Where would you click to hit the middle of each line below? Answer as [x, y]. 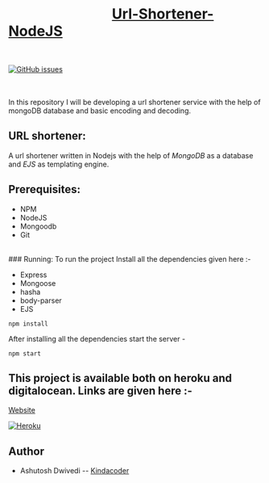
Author [26, 451]
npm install [28, 324]
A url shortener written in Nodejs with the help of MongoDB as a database [131, 155]
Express [33, 275]
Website [22, 410]
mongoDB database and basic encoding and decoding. [100, 111]
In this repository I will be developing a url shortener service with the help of [134, 102]
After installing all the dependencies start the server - [97, 338]
